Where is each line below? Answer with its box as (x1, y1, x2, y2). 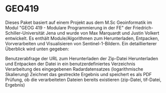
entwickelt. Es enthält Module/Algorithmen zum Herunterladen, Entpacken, (5, 35, 159, 41)
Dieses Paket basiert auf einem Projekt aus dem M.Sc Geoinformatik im (5, 19, 152, 25)
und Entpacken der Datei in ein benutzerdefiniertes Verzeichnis (5, 61, 135, 67)
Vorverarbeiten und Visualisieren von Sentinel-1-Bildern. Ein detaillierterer (5, 40, 157, 46)
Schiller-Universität (5, 30, 45, 36)
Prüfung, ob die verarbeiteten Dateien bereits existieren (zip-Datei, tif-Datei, (5, 77, 161, 83)
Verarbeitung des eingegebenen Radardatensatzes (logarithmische (5, 66, 143, 72)
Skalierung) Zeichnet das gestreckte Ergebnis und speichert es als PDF (5, 71, 152, 77)
